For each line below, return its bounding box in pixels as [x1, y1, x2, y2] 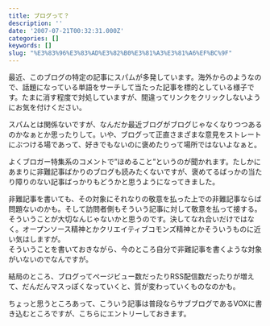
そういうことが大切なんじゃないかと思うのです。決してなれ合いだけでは [8, 214, 248, 224]
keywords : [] [8, 42, 52, 50]
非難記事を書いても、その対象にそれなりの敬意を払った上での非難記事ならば [8, 194, 262, 204]
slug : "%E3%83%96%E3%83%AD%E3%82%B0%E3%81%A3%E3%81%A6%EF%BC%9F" [8, 49, 232, 57]
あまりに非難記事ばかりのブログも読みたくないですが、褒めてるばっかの [8, 167, 248, 176]
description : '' [8, 19, 63, 27]
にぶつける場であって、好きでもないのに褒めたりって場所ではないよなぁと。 [8, 140, 262, 149]
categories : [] [8, 34, 60, 43]
